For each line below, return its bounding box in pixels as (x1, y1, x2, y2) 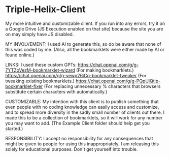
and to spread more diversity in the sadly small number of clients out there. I (5, 109, 165, 115)
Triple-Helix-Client (5, 4, 86, 15)
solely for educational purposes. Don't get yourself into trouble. (5, 146, 138, 152)
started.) (5, 125, 23, 132)
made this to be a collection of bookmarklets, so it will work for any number (5, 114, 163, 120)
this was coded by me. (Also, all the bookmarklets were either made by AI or (5, 46, 165, 52)
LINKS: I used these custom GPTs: (5, 61, 77, 68)
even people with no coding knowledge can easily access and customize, (5, 104, 159, 110)
